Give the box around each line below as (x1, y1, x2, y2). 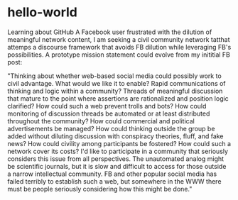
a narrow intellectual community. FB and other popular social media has (7, 170, 217, 178)
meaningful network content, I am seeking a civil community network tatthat (7, 35, 230, 43)
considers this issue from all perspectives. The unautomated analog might (7, 154, 225, 163)
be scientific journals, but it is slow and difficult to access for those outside (7, 162, 227, 170)
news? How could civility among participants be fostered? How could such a (7, 139, 232, 148)
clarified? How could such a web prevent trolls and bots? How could (7, 101, 207, 110)
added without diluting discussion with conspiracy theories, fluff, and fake (7, 132, 224, 140)
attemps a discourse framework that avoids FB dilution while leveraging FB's (7, 43, 232, 51)
